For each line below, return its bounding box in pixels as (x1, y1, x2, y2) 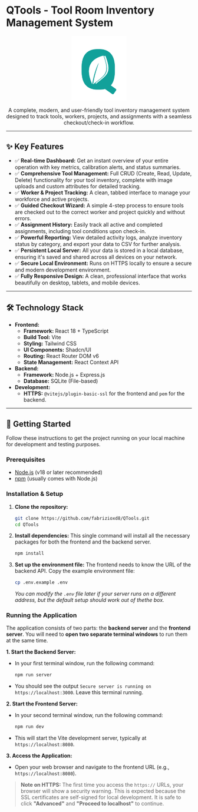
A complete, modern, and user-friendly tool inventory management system (8, 107, 190, 114)
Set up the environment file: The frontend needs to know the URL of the (14, 561, 192, 568)
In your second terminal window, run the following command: (14, 712, 163, 719)
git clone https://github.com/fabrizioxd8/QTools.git (14, 515, 150, 521)
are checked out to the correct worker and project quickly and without (14, 208, 186, 216)
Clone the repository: (14, 503, 68, 510)
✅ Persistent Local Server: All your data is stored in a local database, (14, 247, 184, 254)
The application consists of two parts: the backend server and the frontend (6, 625, 191, 632)
